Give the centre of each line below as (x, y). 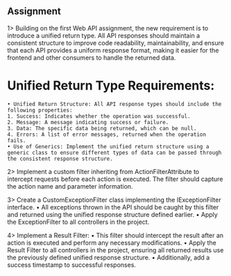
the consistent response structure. (60, 159)
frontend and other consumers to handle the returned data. (92, 58)
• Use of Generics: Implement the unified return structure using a (108, 146)
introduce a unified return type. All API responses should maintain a (104, 35)
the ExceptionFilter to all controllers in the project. (78, 222)
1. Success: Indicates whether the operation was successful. (99, 116)
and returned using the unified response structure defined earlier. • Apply (113, 214)
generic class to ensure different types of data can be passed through (114, 153)
